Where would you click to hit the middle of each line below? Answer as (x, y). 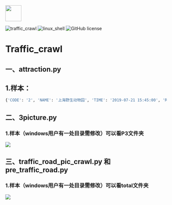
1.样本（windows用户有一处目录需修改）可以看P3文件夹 (75, 133)
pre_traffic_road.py (37, 170)
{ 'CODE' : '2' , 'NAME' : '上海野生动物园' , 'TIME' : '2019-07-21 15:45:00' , (83, 100)
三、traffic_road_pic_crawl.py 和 (58, 162)
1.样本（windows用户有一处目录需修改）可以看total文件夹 (77, 186)
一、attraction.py (33, 69)
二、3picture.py (31, 117)
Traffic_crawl (34, 49)
